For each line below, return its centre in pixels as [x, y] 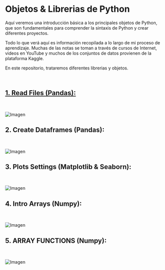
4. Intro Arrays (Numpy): [43, 204]
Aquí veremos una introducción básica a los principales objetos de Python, [81, 23]
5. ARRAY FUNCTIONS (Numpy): [56, 241]
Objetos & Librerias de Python [67, 9]
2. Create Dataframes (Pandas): [55, 130]
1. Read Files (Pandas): [41, 93]
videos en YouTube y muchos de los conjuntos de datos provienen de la [78, 53]
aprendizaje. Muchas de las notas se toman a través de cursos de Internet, [81, 48]
